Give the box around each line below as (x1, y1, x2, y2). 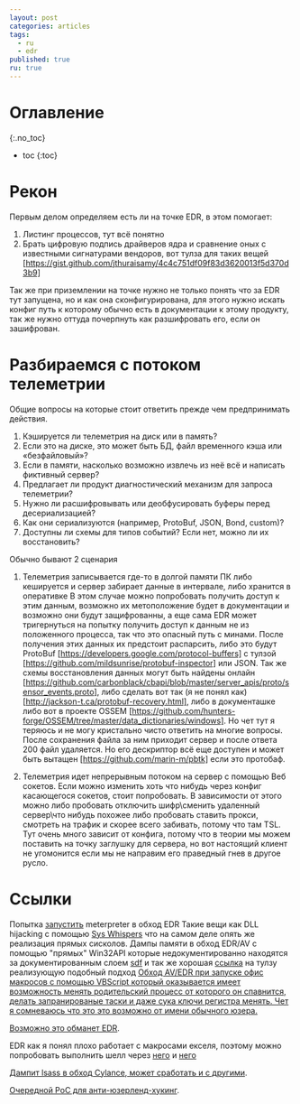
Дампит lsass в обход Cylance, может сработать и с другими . (9, 1067, 248, 1078)
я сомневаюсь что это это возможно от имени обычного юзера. (9, 1005, 259, 1016)
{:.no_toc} (9, 132, 46, 143)
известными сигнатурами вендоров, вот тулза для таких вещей (22, 247, 268, 258)
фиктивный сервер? (22, 469, 100, 479)
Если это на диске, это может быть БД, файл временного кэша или (22, 440, 282, 451)
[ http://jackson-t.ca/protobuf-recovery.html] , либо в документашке (22, 696, 277, 707)
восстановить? (22, 536, 81, 547)
